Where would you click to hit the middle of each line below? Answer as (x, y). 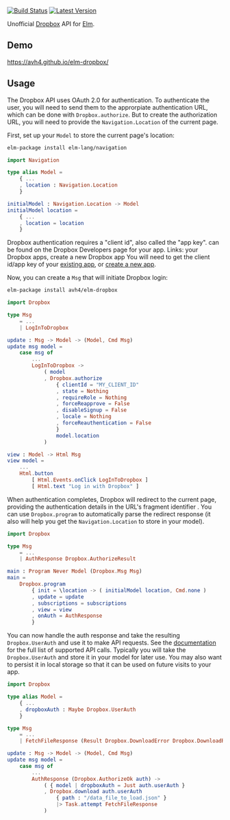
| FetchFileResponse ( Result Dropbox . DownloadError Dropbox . (108, 741)
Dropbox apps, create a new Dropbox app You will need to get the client (108, 257)
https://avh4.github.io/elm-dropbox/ (58, 62)
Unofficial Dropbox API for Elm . (51, 24)
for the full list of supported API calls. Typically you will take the (97, 650)
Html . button (36, 474)
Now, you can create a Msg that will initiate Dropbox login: (88, 278)
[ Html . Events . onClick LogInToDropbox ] (90, 480)
